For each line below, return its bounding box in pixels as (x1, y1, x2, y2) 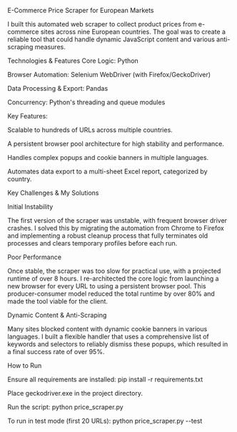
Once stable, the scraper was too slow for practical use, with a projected (7, 267, 221, 275)
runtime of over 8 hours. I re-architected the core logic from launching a (7, 274, 219, 283)
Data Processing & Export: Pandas (7, 84, 109, 92)
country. (7, 175, 32, 183)
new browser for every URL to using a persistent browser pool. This (7, 282, 206, 290)
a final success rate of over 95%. (7, 348, 105, 356)
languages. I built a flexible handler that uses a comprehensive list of (7, 332, 209, 341)
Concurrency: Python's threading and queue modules (7, 98, 166, 106)
